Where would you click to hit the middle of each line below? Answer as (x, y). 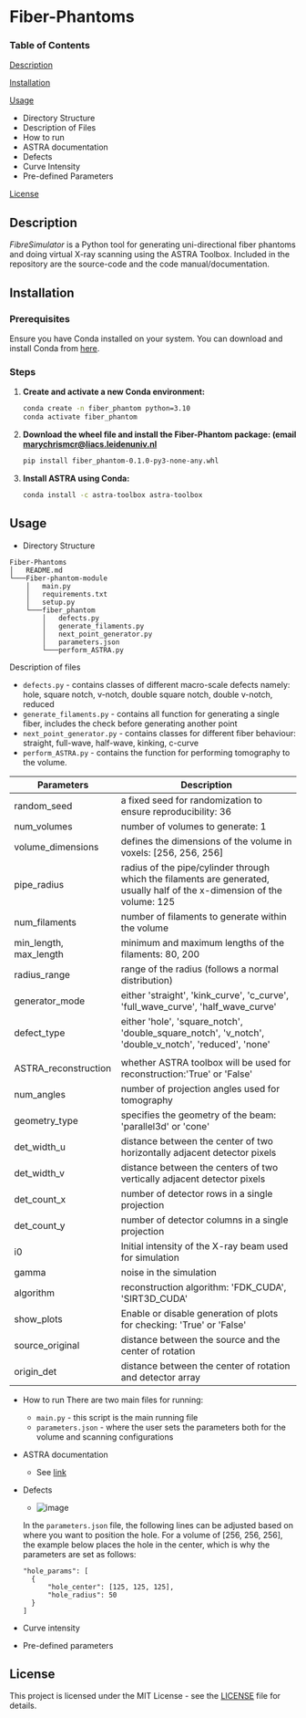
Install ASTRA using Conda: (76, 478)
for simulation (150, 1257)
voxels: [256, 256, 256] (172, 852)
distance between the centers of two (199, 1167)
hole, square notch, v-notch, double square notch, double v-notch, (148, 694)
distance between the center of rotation (205, 1366)
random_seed (43, 806)
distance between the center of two (197, 1140)
